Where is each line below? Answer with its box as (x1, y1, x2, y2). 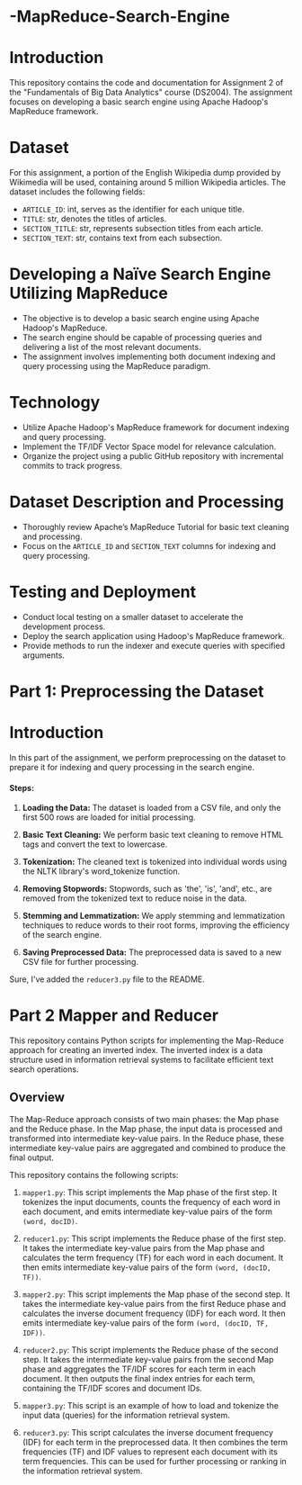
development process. (22, 621, 106, 632)
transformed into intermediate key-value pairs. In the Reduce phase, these (9, 1132, 285, 1144)
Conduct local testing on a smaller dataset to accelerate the (22, 611, 244, 622)
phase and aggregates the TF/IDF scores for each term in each (22, 1363, 256, 1374)
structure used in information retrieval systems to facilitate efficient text (9, 1055, 274, 1066)
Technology (9, 392, 101, 413)
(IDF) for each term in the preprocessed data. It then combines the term (22, 1436, 289, 1447)
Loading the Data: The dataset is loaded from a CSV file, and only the (22, 803, 281, 814)
